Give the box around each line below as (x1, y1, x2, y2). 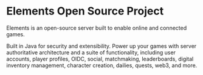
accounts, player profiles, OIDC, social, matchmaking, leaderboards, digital (6, 55, 194, 62)
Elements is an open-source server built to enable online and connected (6, 24, 187, 31)
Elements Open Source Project (6, 4, 164, 18)
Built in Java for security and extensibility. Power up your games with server (6, 42, 197, 50)
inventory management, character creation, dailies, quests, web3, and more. (6, 62, 198, 69)
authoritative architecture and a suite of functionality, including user (6, 48, 176, 56)
